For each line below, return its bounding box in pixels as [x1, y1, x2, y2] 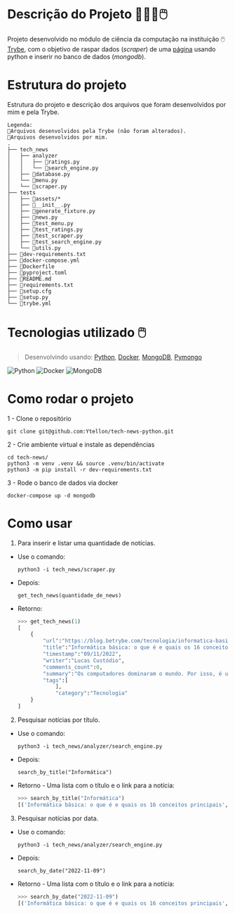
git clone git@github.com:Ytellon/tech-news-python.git [7, 428, 174, 435]
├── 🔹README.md [7, 275, 52, 282]
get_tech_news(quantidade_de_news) [17, 592, 122, 599]
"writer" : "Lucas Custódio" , [43, 656, 125, 664]
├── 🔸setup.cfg [7, 287, 52, 295]
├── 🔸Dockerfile [7, 262, 55, 270]
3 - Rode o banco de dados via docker [7, 478, 119, 487]
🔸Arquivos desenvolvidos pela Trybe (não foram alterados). [7, 127, 187, 134]
